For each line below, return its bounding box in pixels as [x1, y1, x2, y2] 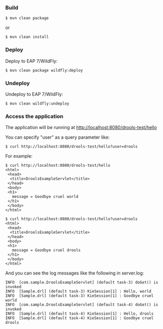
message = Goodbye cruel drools [12, 248, 81, 253]
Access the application [5, 113, 64, 120]
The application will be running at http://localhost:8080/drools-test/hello [5, 124, 157, 131]
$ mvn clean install [5, 35, 49, 40]
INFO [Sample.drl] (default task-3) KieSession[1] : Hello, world [5, 289, 152, 294]
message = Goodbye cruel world [12, 194, 79, 199]
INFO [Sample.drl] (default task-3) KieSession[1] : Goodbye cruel [5, 293, 154, 298]
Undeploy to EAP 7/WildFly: [5, 91, 63, 97]
